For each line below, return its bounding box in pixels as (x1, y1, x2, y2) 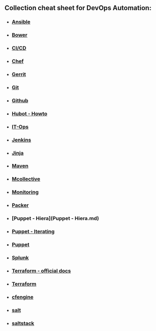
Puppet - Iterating (11, 228, 55, 235)
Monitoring (11, 189, 39, 196)
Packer (11, 202, 29, 209)
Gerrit (11, 71, 26, 78)
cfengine (11, 293, 34, 300)
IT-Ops (11, 123, 29, 130)
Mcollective (11, 176, 40, 183)
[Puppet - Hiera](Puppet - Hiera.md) (11, 215, 99, 222)
